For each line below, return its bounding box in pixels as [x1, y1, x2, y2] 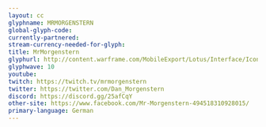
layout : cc [8, 11, 44, 20]
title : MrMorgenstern [8, 48, 80, 56]
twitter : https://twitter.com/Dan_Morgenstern [8, 84, 165, 93]
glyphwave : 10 [8, 63, 55, 71]
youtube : [8, 70, 37, 78]
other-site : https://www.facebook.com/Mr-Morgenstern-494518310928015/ [8, 99, 249, 107]
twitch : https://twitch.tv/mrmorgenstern [8, 77, 147, 85]
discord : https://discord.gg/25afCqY [8, 92, 133, 100]
